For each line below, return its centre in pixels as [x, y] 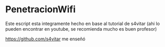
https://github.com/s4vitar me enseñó [45, 39]
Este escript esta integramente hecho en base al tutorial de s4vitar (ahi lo [82, 24]
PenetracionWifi [40, 9]
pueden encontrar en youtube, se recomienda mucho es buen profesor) [81, 29]
